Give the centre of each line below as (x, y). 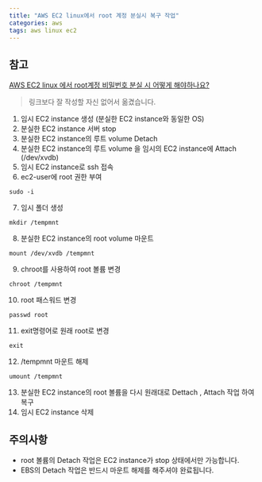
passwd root (29, 315)
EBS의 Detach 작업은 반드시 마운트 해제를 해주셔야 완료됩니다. (117, 470)
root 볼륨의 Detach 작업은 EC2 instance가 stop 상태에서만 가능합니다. (130, 460)
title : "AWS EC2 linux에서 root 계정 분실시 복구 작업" (94, 15)
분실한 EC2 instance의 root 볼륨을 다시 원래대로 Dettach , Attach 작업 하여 (137, 392)
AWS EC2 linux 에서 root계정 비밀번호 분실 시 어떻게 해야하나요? (109, 85)
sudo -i (22, 192)
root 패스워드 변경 (48, 300)
